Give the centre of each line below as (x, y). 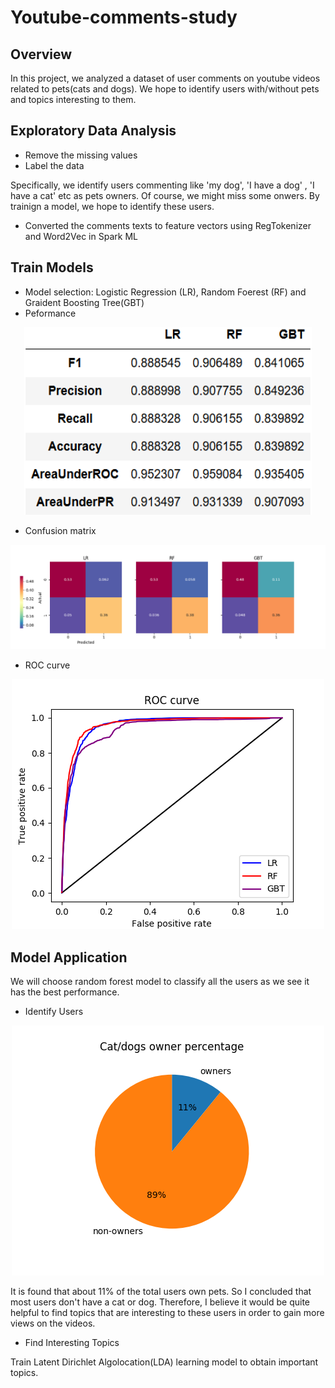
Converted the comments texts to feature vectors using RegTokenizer (168, 225)
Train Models (52, 267)
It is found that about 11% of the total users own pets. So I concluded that (161, 1292)
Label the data (54, 165)
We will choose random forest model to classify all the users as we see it (160, 982)
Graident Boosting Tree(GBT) (84, 302)
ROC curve (47, 665)
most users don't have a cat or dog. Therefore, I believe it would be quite (160, 1302)
